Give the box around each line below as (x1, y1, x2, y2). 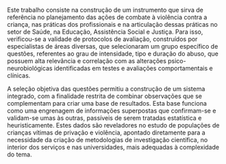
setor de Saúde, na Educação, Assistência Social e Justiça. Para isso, (7, 27, 203, 36)
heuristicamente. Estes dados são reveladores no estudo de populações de (7, 121, 220, 129)
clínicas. (7, 71, 31, 80)
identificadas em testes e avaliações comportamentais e (53, 65, 214, 72)
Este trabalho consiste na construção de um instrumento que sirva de (7, 6, 203, 14)
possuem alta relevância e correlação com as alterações (7, 57, 166, 65)
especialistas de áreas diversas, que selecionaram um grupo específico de (7, 43, 218, 50)
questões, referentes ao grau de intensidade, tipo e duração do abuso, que (7, 49, 219, 58)
